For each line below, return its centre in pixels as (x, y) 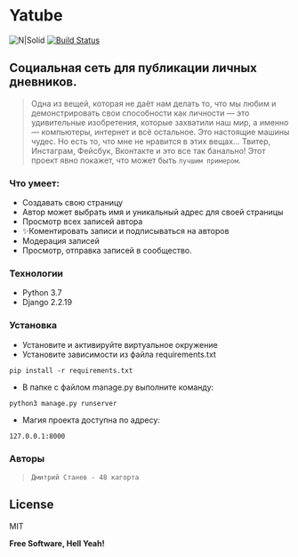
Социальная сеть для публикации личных (133, 68)
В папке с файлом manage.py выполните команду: (118, 387)
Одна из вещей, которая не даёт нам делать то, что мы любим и (153, 103)
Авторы (27, 459)
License (32, 505)
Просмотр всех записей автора (82, 222)
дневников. (43, 82)
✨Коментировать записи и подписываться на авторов (125, 231)
